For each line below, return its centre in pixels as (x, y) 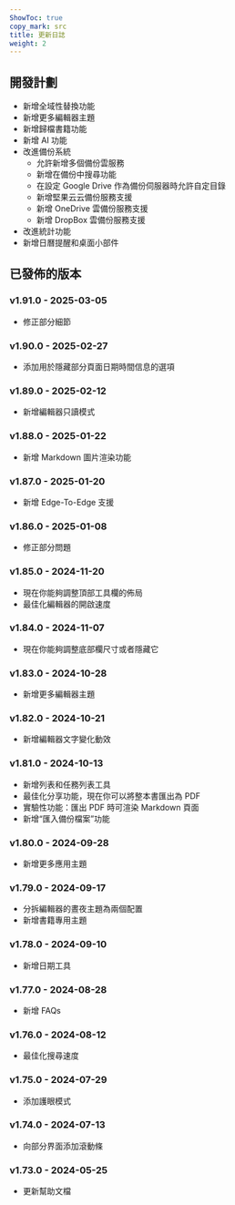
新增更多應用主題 (55, 864)
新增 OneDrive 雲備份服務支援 (92, 209)
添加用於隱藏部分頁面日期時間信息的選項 (98, 367)
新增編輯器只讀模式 (59, 412)
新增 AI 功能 (45, 140)
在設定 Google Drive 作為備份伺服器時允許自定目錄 (131, 186)
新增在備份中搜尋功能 (76, 175)
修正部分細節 (46, 322)
